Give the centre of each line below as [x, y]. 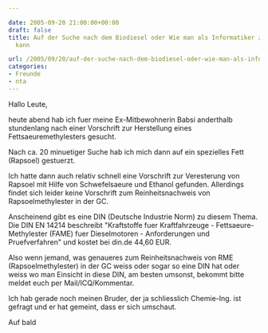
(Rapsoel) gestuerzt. [42, 160]
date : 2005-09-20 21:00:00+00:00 [64, 22]
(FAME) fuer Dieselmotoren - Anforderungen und [129, 233]
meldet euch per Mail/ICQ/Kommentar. [71, 283]
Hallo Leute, [28, 104]
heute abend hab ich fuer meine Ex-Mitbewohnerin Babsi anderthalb [120, 119]
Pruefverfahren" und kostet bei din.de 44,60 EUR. [90, 242]
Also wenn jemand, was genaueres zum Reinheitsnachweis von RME [121, 257]
